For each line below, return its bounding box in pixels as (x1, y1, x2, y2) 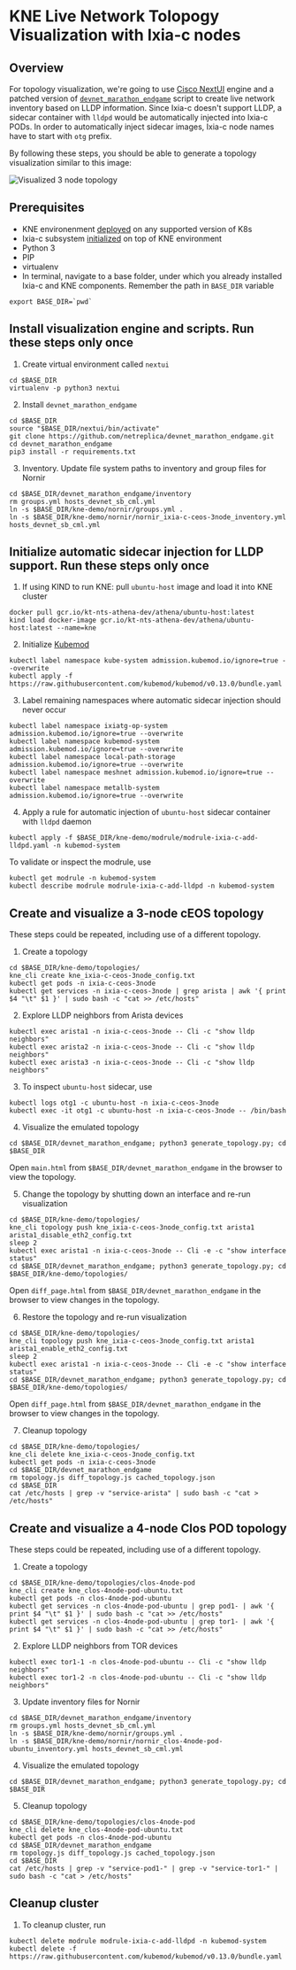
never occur (21, 704, 66, 715)
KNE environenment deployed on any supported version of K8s (21, 223, 253, 234)
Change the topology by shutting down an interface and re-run (21, 1189, 251, 1199)
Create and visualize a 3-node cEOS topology (9, 905, 264, 920)
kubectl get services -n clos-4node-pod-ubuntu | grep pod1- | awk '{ (9, 1602, 275, 1611)
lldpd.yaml (9, 842, 49, 850)
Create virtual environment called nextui (21, 359, 170, 369)
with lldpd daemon (21, 817, 92, 827)
